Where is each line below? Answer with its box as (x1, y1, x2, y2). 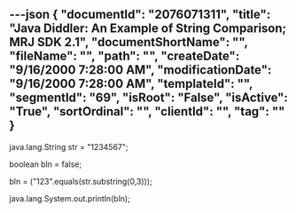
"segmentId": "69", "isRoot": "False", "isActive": (9, 91, 288, 106)
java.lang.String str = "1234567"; (9, 141, 129, 152)
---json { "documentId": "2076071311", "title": (9, 7, 271, 22)
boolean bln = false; (9, 159, 82, 170)
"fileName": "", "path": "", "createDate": (9, 49, 240, 64)
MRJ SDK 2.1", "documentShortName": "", (9, 35, 248, 50)
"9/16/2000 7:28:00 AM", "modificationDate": (9, 62, 272, 78)
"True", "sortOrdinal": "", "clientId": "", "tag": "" (9, 104, 285, 119)
